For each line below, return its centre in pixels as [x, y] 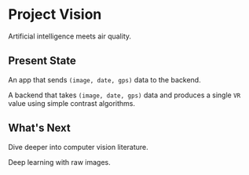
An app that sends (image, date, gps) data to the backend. [105, 79]
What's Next [39, 128]
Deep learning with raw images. [60, 162]
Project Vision [55, 15]
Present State [42, 61]
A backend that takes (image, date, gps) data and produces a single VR [124, 95]
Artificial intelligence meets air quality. [70, 36]
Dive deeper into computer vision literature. [79, 147]
